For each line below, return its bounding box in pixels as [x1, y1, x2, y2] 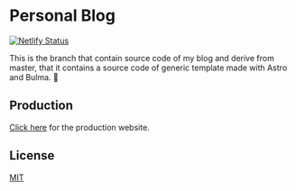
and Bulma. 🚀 [9, 71, 59, 82]
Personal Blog [9, 5, 116, 26]
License [9, 148, 55, 163]
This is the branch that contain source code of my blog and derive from [9, 52, 275, 63]
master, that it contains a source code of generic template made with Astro [9, 62, 288, 73]
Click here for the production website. [9, 122, 151, 132]
